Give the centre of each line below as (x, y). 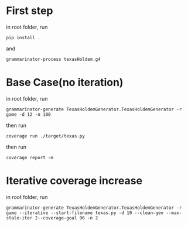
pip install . (23, 37)
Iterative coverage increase (74, 181)
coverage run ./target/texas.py (45, 136)
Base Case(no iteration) (65, 82)
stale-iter (19, 218)
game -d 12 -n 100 (28, 114)
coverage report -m (30, 157)
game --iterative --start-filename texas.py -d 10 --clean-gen (85, 213)
